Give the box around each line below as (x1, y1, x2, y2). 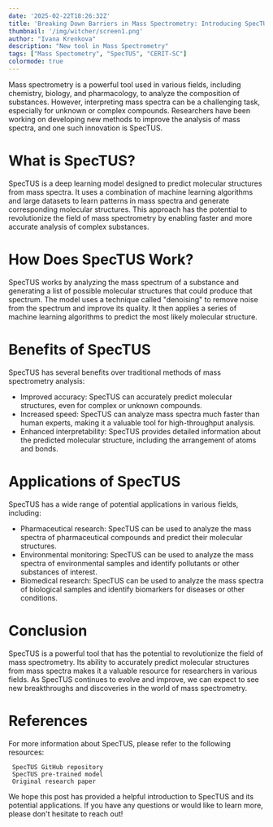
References (8, 711, 88, 730)
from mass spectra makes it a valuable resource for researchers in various (8, 666, 258, 675)
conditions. (19, 592, 58, 603)
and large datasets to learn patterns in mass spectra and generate (8, 196, 230, 205)
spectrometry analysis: (8, 376, 85, 385)
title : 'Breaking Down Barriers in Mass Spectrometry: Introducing (8, 20, 242, 28)
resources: (8, 747, 45, 757)
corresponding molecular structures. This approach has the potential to (8, 205, 248, 214)
